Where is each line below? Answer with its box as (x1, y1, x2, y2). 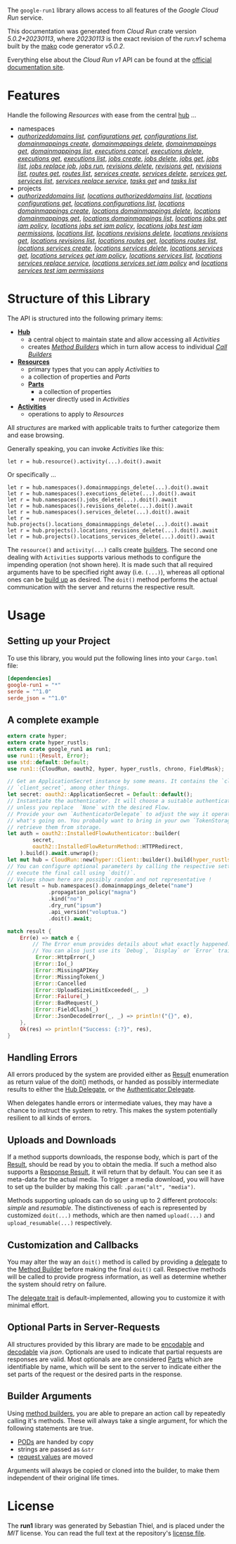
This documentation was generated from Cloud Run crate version (7, 27, 197, 35)
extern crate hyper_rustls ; (7, 739, 90, 747)
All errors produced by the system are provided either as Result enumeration (7, 1071, 229, 1079)
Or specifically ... (7, 470, 56, 478)
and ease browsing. (7, 431, 65, 439)
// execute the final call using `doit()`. (7, 869, 137, 877)
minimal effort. (7, 1301, 49, 1309)
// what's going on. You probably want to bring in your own (7, 817, 190, 824)
